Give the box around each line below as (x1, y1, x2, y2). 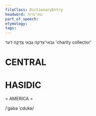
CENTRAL (5, 57, 47, 68)
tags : (5, 26, 16, 31)
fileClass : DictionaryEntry (5, 7, 63, 12)
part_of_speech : (5, 16, 39, 21)
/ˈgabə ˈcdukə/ (5, 105, 34, 112)
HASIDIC (5, 79, 42, 91)
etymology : (5, 21, 28, 26)
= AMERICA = (5, 96, 33, 102)
